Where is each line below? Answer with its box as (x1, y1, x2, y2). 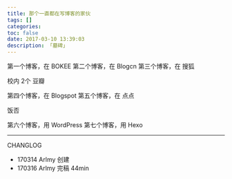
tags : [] (7, 17, 32, 23)
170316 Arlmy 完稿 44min (17, 164, 90, 172)
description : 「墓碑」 (7, 42, 68, 49)
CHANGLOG (7, 141, 42, 149)
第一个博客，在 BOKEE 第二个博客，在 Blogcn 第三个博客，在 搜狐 (7, 62, 195, 70)
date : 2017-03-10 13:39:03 (7, 36, 85, 43)
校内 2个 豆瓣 (7, 77, 45, 85)
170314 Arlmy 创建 (17, 156, 70, 163)
